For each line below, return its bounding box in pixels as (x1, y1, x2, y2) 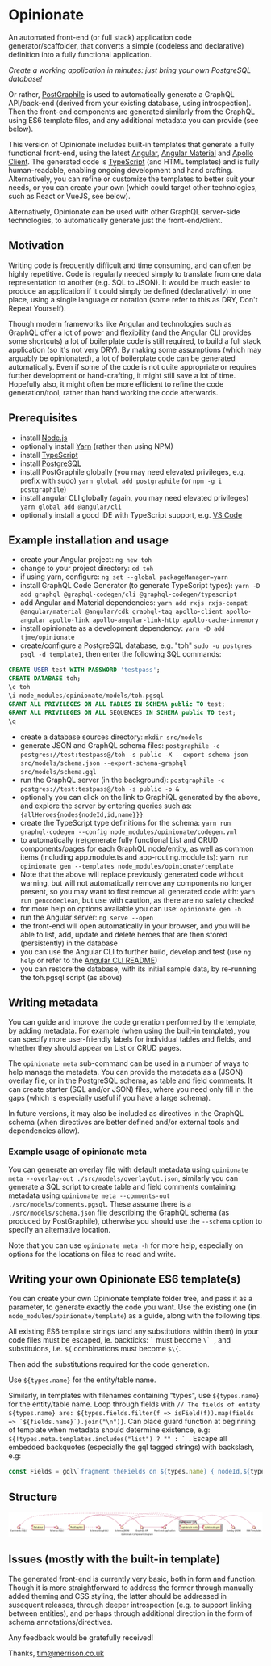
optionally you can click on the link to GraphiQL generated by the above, (19, 792, 261, 801)
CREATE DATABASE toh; (8, 674, 81, 683)
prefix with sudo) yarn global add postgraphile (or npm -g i (19, 476, 223, 485)
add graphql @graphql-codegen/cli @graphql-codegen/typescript (19, 590, 238, 599)
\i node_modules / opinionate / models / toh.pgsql (8, 691, 164, 700)
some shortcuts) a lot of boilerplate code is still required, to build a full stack (8, 336, 261, 345)
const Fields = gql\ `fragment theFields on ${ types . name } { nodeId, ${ (8, 1468, 251, 1476)
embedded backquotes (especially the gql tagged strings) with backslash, (8, 1442, 255, 1452)
